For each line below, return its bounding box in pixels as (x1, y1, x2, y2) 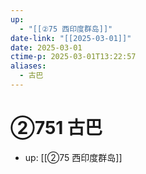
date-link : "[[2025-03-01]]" (10, 33, 132, 43)
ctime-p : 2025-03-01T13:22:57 (10, 52, 137, 62)
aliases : (10, 61, 47, 71)
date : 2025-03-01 (10, 42, 83, 53)
